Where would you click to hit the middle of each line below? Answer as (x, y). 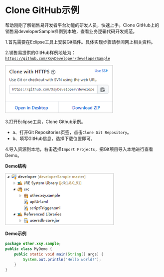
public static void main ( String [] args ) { (59, 254)
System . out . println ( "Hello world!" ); (62, 259)
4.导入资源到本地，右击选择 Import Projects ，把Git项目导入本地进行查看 (79, 149)
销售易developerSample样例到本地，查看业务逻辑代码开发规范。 (71, 31)
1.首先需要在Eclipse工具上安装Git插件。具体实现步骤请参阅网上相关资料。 (80, 42)
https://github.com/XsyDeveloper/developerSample (58, 58)
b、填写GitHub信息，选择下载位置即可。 (54, 138)
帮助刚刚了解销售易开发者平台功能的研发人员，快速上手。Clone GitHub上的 (82, 25)
